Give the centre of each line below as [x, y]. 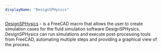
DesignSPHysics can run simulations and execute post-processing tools [78, 34]
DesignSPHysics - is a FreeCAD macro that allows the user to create [74, 24]
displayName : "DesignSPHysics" [37, 10]
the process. [18, 44]
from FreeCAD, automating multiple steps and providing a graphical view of [81, 39]
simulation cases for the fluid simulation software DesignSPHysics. [73, 29]
